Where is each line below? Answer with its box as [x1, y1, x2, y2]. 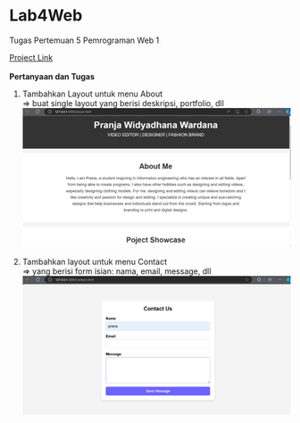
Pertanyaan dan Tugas [9, 70, 96, 81]
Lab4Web [9, 5, 83, 26]
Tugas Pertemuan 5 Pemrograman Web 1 [9, 35, 160, 46]
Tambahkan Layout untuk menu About [21, 88, 163, 99]
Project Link [9, 52, 54, 62]
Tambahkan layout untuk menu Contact [21, 256, 168, 268]
